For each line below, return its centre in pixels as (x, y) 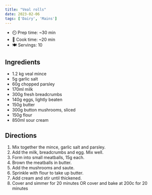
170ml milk (22, 89)
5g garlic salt (25, 79)
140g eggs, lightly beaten (37, 99)
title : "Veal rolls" (26, 9)
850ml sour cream (30, 120)
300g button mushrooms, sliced (44, 110)
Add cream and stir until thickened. (47, 178)
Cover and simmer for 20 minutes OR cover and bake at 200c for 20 (80, 183)
